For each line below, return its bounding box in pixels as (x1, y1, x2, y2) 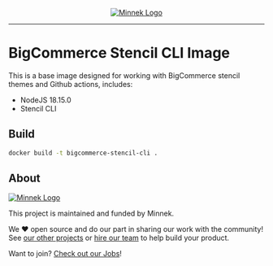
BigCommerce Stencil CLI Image (8, 44, 230, 63)
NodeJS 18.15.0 (19, 94, 71, 105)
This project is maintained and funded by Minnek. (8, 208, 175, 219)
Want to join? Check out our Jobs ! (8, 249, 122, 259)
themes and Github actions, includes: (8, 79, 133, 89)
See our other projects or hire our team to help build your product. (8, 233, 230, 243)
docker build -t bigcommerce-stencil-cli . (8, 149, 158, 157)
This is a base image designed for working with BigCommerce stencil (8, 70, 240, 81)
